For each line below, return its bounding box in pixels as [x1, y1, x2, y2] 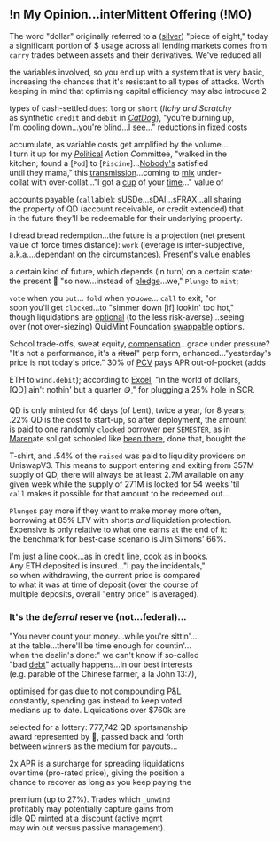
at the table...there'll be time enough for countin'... [9, 640, 192, 651]
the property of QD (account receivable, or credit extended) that [9, 203, 244, 214]
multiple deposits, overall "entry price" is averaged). [9, 588, 199, 599]
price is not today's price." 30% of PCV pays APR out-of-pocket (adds [9, 357, 266, 368]
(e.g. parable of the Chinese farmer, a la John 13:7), [9, 669, 198, 679]
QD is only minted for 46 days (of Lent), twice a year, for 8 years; [9, 404, 246, 416]
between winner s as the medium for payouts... [9, 741, 178, 751]
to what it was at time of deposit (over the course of [9, 579, 198, 590]
